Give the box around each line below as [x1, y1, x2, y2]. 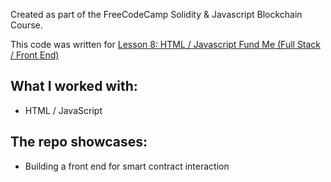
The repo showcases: [10, 134, 148, 151]
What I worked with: [10, 78, 138, 95]
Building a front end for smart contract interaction [24, 160, 230, 172]
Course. [10, 19, 43, 31]
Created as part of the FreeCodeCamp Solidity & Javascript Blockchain [10, 9, 303, 20]
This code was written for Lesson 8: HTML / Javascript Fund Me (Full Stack [10, 39, 322, 50]
